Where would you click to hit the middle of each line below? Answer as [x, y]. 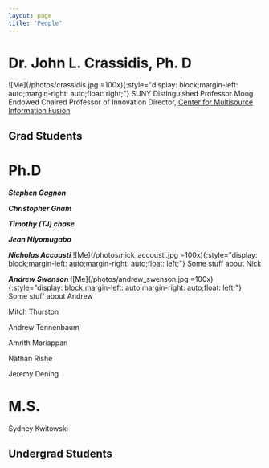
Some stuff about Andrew [51, 296]
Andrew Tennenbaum [44, 327]
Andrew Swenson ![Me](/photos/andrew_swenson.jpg [98, 279]
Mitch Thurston [34, 311]
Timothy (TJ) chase [41, 224]
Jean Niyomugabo [40, 239]
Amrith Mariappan [38, 343]
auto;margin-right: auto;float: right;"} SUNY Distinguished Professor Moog [131, 94]
